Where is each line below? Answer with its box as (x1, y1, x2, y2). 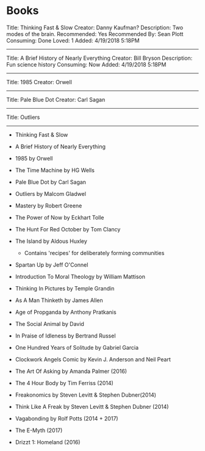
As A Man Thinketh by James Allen (15, 297, 103, 304)
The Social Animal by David (15, 320, 84, 327)
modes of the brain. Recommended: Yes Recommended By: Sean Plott (6, 30, 184, 37)
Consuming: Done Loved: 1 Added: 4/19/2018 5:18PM (6, 37, 140, 44)
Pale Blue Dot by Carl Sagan (15, 178, 87, 186)
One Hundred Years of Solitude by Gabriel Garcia (15, 344, 139, 351)
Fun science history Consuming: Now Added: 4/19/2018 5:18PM (6, 60, 167, 68)
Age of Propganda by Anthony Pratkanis (15, 308, 117, 316)
